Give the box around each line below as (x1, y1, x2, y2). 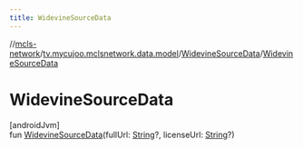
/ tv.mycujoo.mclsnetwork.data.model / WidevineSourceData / (40, 47, 263, 59)
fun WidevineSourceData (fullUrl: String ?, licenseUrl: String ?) (9, 129, 235, 140)
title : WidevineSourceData (9, 13, 112, 23)
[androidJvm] (9, 119, 61, 130)
